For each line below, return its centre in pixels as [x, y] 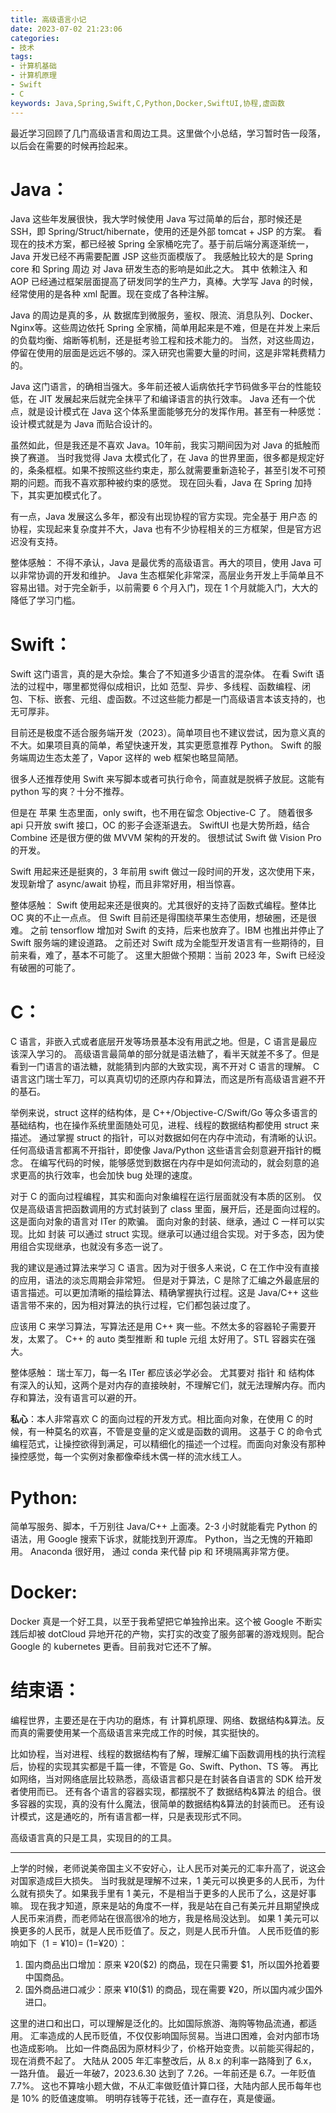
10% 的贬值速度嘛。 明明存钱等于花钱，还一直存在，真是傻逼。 [151, 2098]
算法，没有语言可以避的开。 [84, 1398]
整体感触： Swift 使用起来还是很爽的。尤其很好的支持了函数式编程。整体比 [163, 905]
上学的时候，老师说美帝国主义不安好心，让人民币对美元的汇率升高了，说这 [163, 1868]
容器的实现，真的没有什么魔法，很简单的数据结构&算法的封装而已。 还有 [167, 1804]
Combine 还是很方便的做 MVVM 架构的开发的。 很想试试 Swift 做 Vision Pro [166, 838]
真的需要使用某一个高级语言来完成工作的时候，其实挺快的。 [141, 1733]
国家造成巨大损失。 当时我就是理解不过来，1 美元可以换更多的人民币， [163, 1881]
